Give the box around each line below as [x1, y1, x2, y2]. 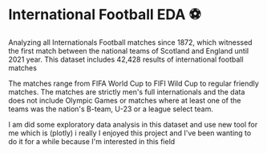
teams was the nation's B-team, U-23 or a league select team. [8, 104, 214, 114]
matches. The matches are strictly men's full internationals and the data [8, 87, 245, 96]
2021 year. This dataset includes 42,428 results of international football [8, 54, 244, 64]
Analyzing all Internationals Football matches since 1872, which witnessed [8, 37, 253, 47]
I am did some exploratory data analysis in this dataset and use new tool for [8, 119, 258, 129]
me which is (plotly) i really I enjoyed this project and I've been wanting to [8, 128, 252, 138]
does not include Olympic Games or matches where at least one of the [8, 95, 242, 105]
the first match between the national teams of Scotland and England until [8, 46, 249, 55]
